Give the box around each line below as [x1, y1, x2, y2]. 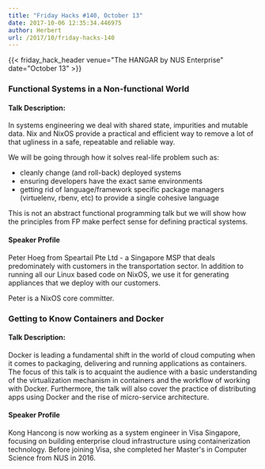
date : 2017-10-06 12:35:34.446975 [8, 19, 123, 27]
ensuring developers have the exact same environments [19, 176, 203, 186]
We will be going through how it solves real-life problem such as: [8, 153, 220, 162]
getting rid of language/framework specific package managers [19, 185, 225, 195]
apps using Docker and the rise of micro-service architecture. [8, 392, 210, 402]
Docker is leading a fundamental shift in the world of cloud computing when [8, 350, 256, 360]
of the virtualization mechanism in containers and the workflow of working [8, 375, 251, 384]
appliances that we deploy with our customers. [8, 278, 161, 287]
